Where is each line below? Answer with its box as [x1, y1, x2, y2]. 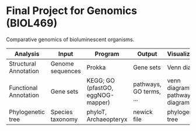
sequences [50, 67, 81, 75]
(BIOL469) [6, 16, 58, 30]
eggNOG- [86, 91, 115, 99]
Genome [50, 60, 74, 68]
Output [136, 50, 157, 58]
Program [94, 50, 120, 58]
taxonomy [50, 115, 78, 123]
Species [50, 108, 73, 116]
